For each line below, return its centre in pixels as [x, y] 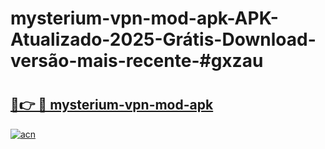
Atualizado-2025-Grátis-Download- [163, 39]
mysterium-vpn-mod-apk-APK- [144, 18]
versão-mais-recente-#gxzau [137, 61]
